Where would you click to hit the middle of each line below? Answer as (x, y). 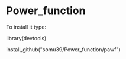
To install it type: (26, 27)
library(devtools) (26, 38)
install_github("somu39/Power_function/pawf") (64, 49)
